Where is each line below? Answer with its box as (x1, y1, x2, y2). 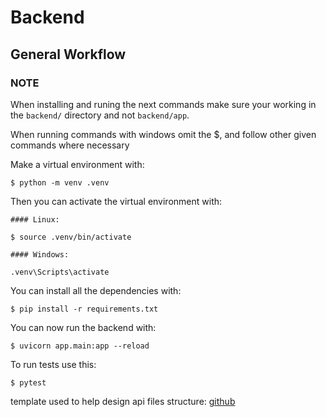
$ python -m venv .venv (10, 177, 110, 188)
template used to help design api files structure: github (10, 395, 236, 407)
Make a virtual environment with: (10, 158, 145, 170)
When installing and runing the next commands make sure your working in (10, 98, 317, 110)
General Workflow (10, 46, 127, 63)
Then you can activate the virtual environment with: (10, 195, 223, 207)
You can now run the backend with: (10, 321, 157, 333)
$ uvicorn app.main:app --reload (10, 341, 150, 351)
